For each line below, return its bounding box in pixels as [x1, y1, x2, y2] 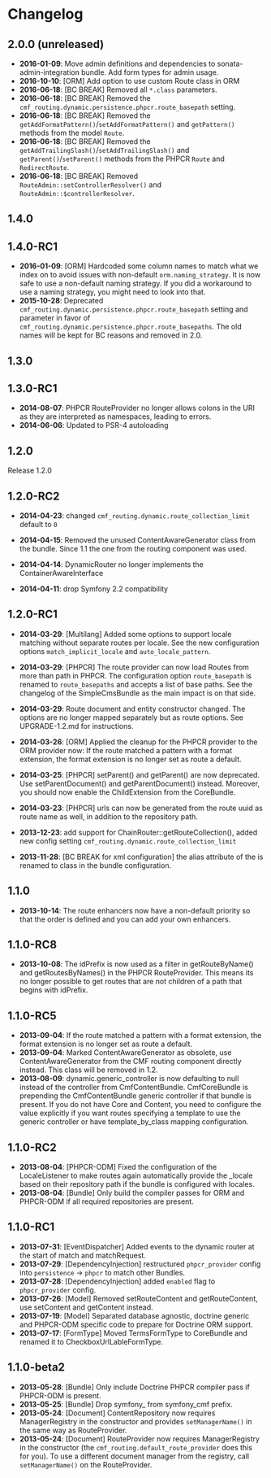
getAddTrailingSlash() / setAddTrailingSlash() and [19, 146, 190, 155]
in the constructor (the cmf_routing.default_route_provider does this [19, 1442, 253, 1452]
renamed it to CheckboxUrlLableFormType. [19, 1336, 164, 1346]
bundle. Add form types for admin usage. [81, 68, 219, 77]
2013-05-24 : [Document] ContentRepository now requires [19, 1408, 216, 1418]
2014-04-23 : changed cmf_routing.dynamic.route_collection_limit [19, 511, 251, 521]
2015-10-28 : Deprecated [19, 296, 104, 306]
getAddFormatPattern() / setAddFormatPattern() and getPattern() [19, 120, 236, 129]
